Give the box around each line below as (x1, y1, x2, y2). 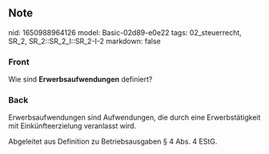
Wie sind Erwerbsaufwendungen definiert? (8, 75, 153, 84)
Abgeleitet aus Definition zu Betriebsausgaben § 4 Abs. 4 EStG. (8, 136, 218, 147)
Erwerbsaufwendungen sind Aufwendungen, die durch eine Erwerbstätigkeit (8, 112, 261, 123)
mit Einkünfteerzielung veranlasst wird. (8, 121, 137, 131)
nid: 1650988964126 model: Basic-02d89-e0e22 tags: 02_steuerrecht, (8, 27, 242, 37)
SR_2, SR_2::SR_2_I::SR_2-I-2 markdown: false (8, 36, 162, 46)
